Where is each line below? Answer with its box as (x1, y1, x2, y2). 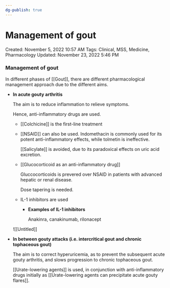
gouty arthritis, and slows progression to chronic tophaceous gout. (12, 256, 153, 263)
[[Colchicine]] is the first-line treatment (20, 121, 103, 127)
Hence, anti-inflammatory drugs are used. (12, 111, 101, 117)
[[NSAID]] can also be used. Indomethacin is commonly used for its (20, 130, 162, 137)
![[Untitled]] (12, 226, 37, 232)
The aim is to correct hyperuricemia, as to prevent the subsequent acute (12, 251, 165, 257)
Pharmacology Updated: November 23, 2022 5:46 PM (5, 51, 119, 58)
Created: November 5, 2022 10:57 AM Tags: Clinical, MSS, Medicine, (5, 46, 150, 53)
